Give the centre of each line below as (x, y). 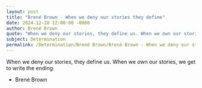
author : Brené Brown (32, 28)
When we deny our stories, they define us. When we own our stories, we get (101, 62)
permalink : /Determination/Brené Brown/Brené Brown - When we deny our (98, 45)
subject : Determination (36, 39)
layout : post (23, 12)
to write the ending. (30, 68)
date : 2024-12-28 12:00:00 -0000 (48, 23)
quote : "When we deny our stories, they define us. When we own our (94, 34)
